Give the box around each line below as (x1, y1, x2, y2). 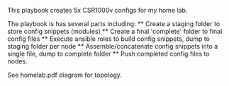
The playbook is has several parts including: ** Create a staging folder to (7, 20, 220, 27)
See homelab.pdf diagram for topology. (7, 70, 123, 79)
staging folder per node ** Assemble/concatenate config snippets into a (7, 42, 218, 50)
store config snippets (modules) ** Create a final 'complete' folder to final (7, 27, 223, 35)
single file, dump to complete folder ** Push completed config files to (7, 49, 211, 58)
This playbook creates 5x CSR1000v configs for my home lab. (7, 6, 188, 14)
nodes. (7, 57, 28, 66)
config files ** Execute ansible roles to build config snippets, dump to (7, 35, 211, 43)
